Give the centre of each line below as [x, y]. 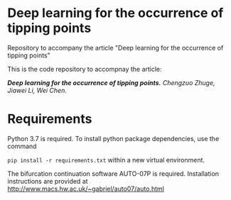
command [22, 146]
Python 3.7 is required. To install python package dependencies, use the [113, 138]
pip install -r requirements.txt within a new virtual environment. [106, 160]
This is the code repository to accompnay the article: [85, 69]
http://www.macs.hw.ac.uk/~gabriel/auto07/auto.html [86, 189]
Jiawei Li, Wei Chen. [37, 90]
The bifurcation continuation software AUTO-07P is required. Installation [113, 173]
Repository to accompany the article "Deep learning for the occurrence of [116, 48]
